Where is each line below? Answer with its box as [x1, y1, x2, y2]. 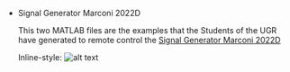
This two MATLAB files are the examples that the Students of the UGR [17, 25, 277, 35]
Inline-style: [17, 52, 63, 62]
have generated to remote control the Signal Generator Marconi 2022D [17, 35, 281, 45]
